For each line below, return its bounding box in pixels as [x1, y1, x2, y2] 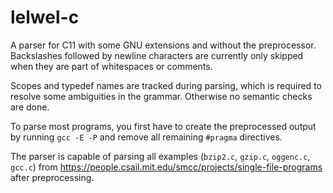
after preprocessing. [10, 171, 95, 183]
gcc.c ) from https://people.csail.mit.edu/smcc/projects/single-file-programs [10, 161, 323, 173]
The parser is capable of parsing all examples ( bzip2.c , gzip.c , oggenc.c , [10, 150, 311, 162]
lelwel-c [10, 6, 80, 29]
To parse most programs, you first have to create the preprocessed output [10, 120, 317, 132]
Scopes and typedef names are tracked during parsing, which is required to [10, 79, 322, 91]
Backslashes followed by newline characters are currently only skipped [10, 49, 304, 61]
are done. [10, 101, 50, 113]
